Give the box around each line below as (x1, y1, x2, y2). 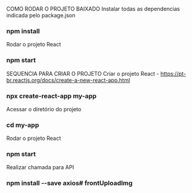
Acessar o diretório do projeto (6, 105, 82, 112)
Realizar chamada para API (6, 164, 74, 171)
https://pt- (160, 70, 187, 77)
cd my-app (6, 120, 40, 129)
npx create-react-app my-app (6, 92, 97, 100)
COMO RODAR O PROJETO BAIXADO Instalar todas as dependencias (6, 5, 180, 12)
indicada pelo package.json (6, 12, 76, 19)
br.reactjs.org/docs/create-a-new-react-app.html (6, 76, 130, 84)
